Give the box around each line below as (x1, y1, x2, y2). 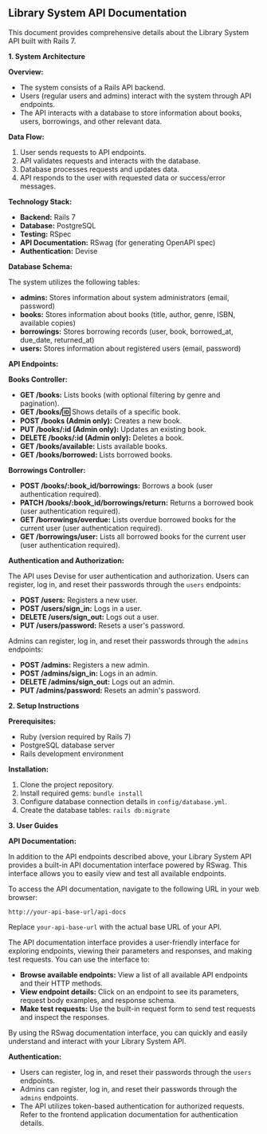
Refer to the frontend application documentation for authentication (19, 1109, 238, 1119)
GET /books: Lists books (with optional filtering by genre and (19, 390, 221, 399)
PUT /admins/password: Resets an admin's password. (19, 685, 201, 695)
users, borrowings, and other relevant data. (19, 116, 163, 126)
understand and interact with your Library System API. (8, 1036, 187, 1045)
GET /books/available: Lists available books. (19, 441, 167, 450)
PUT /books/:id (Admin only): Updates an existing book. (19, 424, 207, 434)
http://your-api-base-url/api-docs (8, 908, 127, 916)
